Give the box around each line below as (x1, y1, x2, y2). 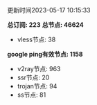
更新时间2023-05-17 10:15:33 (7, 6, 91, 14)
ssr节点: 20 (17, 73, 50, 82)
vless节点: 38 (17, 35, 56, 44)
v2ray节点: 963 (17, 65, 61, 73)
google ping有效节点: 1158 (7, 50, 83, 58)
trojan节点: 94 (17, 82, 58, 90)
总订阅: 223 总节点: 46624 (7, 21, 85, 29)
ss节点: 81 (17, 90, 46, 99)
